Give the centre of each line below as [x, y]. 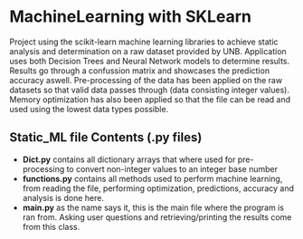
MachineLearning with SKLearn [130, 17]
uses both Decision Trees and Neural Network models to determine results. [150, 61]
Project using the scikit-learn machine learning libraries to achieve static [144, 42]
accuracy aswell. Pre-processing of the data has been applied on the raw [146, 80]
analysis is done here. [63, 197]
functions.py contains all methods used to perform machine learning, [152, 178]
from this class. [51, 226]
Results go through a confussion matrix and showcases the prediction [139, 71]
